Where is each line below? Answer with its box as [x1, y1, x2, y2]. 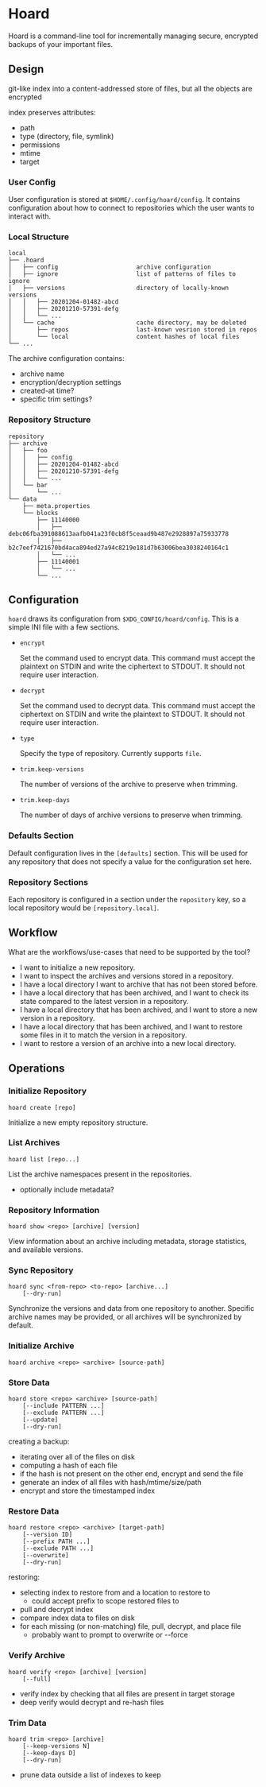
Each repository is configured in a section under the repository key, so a [8, 895, 246, 905]
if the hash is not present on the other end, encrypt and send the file [19, 1469, 244, 1479]
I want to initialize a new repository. [19, 963, 136, 972]
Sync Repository [8, 1265, 74, 1276]
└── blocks [22, 509, 59, 517]
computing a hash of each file [19, 1460, 118, 1471]
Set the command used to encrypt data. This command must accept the [19, 653, 256, 663]
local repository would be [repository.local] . [8, 903, 160, 913]
